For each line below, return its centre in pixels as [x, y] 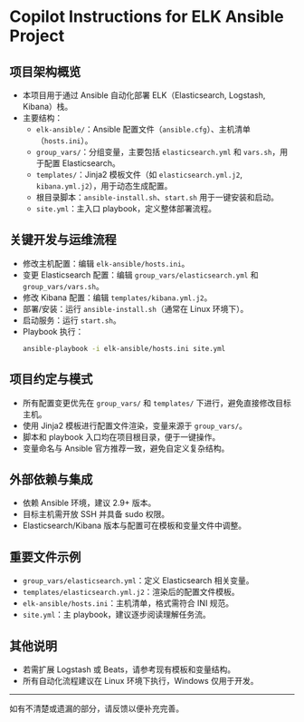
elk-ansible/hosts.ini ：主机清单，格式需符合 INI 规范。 [128, 603]
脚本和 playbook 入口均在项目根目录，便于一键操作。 [121, 436]
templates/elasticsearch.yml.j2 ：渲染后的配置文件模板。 [131, 592]
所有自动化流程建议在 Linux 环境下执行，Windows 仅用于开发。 [141, 680]
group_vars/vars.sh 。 [63, 286]
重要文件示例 [45, 556]
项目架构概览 [45, 71]
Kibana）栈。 [47, 107]
